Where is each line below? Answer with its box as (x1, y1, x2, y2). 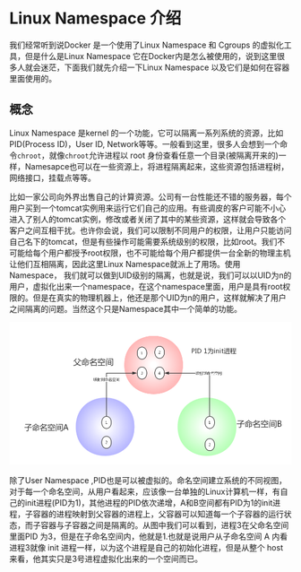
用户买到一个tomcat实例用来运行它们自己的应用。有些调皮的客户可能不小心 (9, 203, 287, 213)
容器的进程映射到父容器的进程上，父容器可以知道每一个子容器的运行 (32, 508, 284, 519)
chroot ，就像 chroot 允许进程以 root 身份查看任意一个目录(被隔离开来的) (17, 150, 279, 160)
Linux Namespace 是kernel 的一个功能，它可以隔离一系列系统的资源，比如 (9, 127, 284, 138)
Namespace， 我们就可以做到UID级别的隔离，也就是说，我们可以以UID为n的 (9, 270, 292, 281)
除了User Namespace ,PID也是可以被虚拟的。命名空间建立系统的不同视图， (9, 474, 287, 485)
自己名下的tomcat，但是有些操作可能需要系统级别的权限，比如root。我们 (9, 236, 278, 247)
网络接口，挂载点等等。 (9, 172, 96, 183)
